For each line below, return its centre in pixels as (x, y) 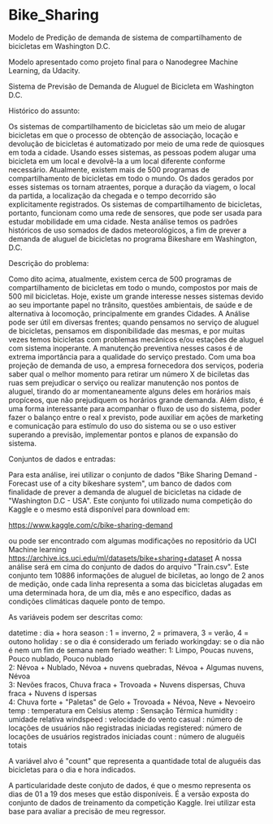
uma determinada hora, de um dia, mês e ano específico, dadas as (120, 592)
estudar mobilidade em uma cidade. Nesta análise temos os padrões (123, 221)
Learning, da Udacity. (44, 70)
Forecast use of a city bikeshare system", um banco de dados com (120, 483)
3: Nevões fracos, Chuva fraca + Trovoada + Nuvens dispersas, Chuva (127, 684)
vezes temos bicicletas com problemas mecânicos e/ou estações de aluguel (136, 339)
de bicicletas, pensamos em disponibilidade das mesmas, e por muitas (127, 330)
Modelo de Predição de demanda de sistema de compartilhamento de (125, 37)
